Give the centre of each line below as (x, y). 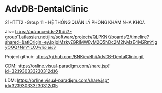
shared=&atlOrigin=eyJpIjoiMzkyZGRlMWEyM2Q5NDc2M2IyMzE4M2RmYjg (81, 42)
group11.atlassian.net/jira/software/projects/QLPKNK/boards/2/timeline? (77, 37)
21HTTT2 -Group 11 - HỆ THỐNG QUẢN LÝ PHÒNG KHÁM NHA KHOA (75, 22)
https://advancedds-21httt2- (43, 31)
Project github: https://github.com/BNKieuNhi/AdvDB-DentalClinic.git (74, 56)
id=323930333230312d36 (32, 71)
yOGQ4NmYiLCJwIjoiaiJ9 (31, 47)
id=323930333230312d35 (32, 85)
